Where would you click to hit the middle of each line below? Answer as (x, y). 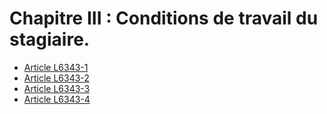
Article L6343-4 (57, 99)
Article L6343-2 (56, 78)
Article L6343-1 (56, 67)
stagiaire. (50, 39)
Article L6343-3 (57, 88)
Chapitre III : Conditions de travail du (164, 18)
